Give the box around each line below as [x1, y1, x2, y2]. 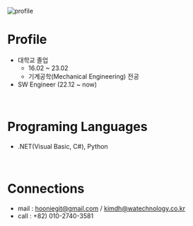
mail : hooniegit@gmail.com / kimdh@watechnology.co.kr [17, 204, 186, 213]
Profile [7, 32, 47, 47]
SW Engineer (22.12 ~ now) [17, 80, 98, 89]
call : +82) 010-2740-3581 [17, 211, 94, 220]
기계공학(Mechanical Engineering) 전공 [28, 72, 139, 81]
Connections [7, 181, 85, 197]
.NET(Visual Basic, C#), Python [17, 142, 108, 150]
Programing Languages [7, 119, 148, 135]
